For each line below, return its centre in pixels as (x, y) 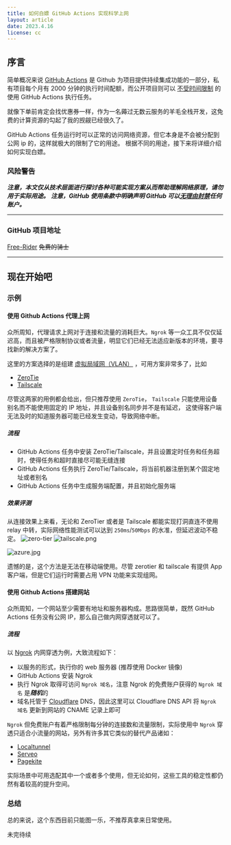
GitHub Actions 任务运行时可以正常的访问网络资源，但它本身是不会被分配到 (113, 135)
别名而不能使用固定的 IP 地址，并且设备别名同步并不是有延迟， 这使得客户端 (114, 408)
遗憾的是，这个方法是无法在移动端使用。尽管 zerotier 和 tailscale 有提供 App (115, 567)
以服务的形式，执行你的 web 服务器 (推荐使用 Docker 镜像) (100, 667)
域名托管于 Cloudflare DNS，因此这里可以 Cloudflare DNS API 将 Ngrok (117, 701)
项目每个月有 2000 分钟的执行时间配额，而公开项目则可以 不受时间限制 (113, 88)
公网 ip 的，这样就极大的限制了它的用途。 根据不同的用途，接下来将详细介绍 (114, 143)
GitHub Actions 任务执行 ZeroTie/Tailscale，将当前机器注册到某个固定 (115, 469)
